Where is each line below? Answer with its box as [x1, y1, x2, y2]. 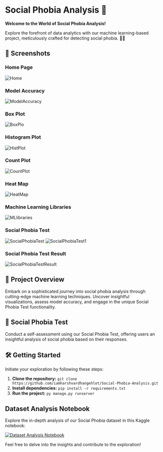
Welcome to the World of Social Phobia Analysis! [5, 21, 106, 26]
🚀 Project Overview [5, 275, 65, 284]
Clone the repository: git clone [12, 376, 77, 382]
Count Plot [5, 157, 31, 164]
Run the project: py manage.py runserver [12, 390, 95, 396]
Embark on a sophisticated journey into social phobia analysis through [5, 288, 146, 294]
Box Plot [5, 110, 25, 117]
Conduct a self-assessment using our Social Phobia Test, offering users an [5, 331, 155, 337]
